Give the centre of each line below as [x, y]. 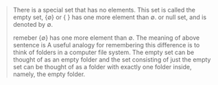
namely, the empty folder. [49, 74]
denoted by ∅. [33, 24]
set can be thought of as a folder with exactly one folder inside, [102, 67]
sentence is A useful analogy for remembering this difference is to [106, 45]
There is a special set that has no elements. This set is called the [104, 10]
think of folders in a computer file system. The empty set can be [104, 52]
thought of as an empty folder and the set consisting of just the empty [112, 60]
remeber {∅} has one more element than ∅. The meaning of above [106, 38]
